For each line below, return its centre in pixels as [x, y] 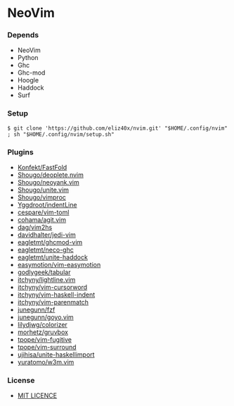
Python [28, 58]
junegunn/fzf [36, 310]
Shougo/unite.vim [43, 190]
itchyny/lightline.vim [46, 280]
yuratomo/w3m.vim [46, 362]
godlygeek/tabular [44, 272]
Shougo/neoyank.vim [48, 183]
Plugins [20, 152]
